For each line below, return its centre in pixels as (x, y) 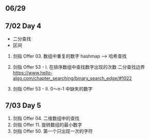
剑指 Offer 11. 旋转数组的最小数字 (47, 125)
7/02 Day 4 (23, 26)
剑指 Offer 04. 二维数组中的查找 (46, 118)
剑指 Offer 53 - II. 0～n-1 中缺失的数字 (53, 89)
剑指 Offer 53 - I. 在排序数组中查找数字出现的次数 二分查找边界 (79, 67)
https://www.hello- (33, 73)
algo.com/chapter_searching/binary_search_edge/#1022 (72, 78)
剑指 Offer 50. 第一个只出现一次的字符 (53, 131)
